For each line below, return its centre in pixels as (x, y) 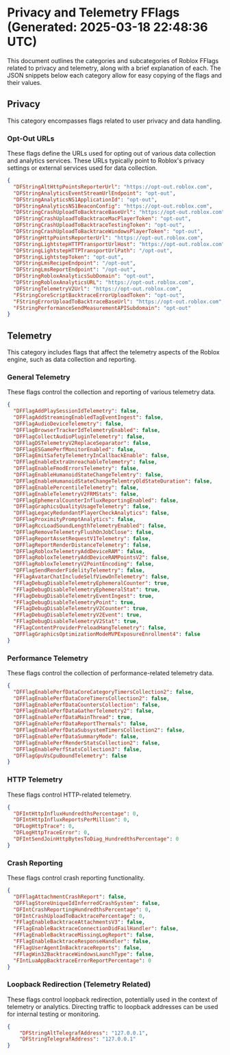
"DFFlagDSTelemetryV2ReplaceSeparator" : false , (82, 443)
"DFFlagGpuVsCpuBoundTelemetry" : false (70, 755)
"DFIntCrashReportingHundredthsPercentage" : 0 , (82, 910)
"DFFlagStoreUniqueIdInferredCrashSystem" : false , (87, 903)
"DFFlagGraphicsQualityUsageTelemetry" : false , (82, 507)
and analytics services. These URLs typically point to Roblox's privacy (106, 161)
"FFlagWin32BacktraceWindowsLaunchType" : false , (84, 954)
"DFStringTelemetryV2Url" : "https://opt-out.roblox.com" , (98, 289)
